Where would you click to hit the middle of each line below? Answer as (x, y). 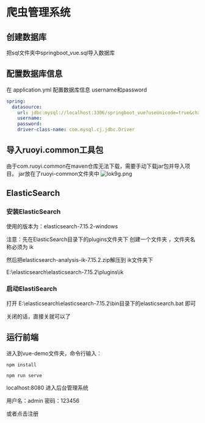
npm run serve (24, 375)
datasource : (27, 107)
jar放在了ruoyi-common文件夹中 (59, 173)
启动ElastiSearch (32, 289)
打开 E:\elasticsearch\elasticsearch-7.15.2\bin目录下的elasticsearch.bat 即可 (101, 303)
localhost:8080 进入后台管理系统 (47, 388)
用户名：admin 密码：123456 (43, 400)
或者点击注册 (22, 413)
